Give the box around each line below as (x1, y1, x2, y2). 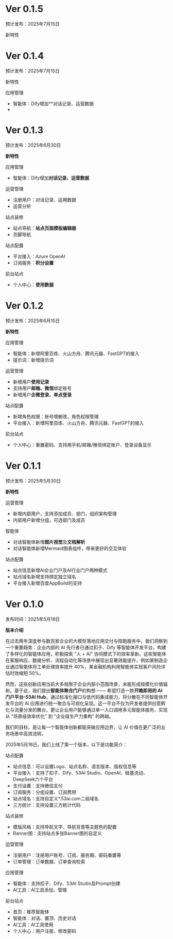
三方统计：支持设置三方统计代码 (12, 802, 81, 808)
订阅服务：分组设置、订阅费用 (12, 789, 76, 795)
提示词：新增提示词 (12, 357, 54, 363)
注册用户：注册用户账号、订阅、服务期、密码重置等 (12, 852, 122, 858)
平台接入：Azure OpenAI (12, 253, 65, 259)
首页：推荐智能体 (12, 909, 49, 915)
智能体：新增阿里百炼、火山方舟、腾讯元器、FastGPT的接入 (12, 350, 140, 357)
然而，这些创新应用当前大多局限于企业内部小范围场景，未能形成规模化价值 (5, 681, 163, 687)
